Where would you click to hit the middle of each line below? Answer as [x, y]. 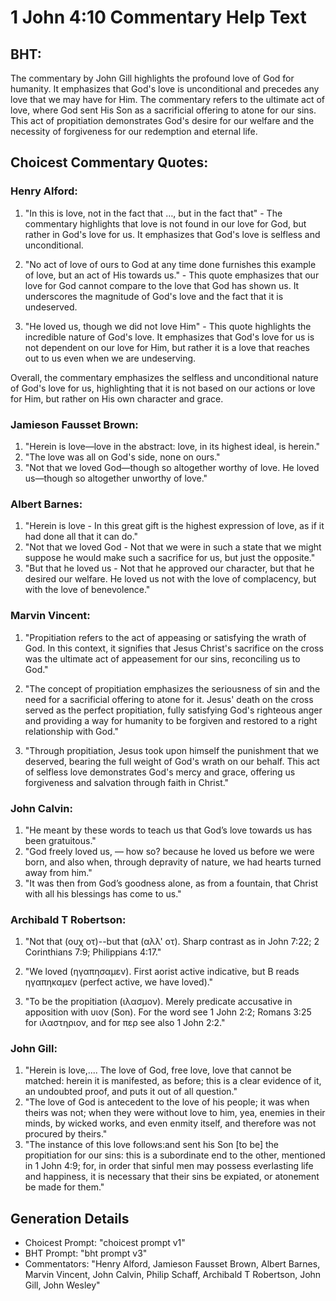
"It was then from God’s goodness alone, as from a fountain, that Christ [171, 883]
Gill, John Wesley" [62, 1285]
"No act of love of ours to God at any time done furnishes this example [170, 264]
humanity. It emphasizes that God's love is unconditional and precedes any [165, 89]
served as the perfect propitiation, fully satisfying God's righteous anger [173, 710]
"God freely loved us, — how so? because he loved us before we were [169, 851]
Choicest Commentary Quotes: [109, 162]
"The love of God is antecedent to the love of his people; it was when [167, 1102]
